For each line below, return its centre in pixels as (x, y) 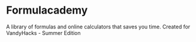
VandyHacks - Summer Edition (43, 33)
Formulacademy (47, 10)
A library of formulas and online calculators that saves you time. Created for (98, 27)
